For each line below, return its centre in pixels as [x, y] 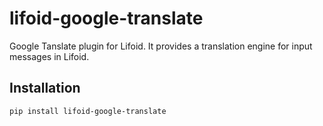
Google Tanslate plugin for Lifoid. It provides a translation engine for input [161, 46]
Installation [45, 88]
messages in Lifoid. [49, 56]
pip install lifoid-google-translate [88, 111]
